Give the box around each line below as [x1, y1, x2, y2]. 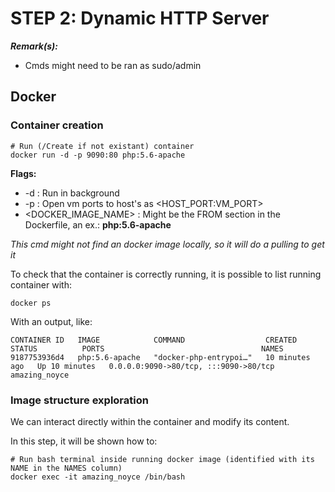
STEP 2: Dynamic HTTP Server [10, 7, 270, 30]
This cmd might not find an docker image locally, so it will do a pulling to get [10, 238, 325, 250]
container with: [10, 278, 72, 291]
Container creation [10, 118, 104, 132]
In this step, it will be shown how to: [10, 435, 158, 447]
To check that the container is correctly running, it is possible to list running [10, 268, 322, 280]
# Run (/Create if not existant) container [10, 141, 195, 151]
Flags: [10, 167, 37, 179]
